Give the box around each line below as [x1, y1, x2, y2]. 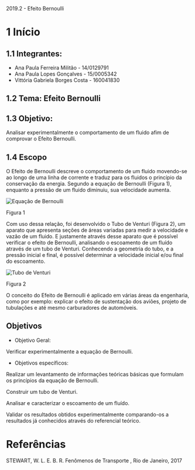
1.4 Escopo [6, 152, 47, 162]
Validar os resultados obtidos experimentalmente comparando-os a [6, 411, 169, 418]
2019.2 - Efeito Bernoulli [6, 5, 64, 12]
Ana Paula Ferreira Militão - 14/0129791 [14, 64, 110, 71]
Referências [6, 438, 66, 451]
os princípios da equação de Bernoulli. [6, 377, 99, 384]
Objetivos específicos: [14, 359, 69, 366]
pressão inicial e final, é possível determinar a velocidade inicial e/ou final [6, 252, 184, 259]
